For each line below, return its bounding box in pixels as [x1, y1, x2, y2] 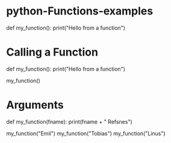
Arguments [6, 98, 64, 112]
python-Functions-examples [6, 4, 154, 18]
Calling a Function [6, 45, 98, 59]
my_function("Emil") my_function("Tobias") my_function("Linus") [6, 130, 166, 137]
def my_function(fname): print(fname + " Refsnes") [6, 118, 132, 125]
